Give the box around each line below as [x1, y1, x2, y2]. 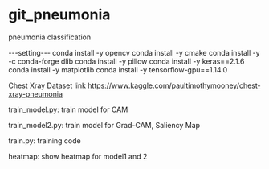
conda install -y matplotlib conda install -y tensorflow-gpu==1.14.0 [8, 64, 228, 74]
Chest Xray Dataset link [8, 80, 87, 90]
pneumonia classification [8, 32, 92, 42]
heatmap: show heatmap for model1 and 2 [8, 151, 148, 161]
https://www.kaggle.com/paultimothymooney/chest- [88, 80, 261, 90]
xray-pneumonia [8, 89, 63, 98]
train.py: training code [8, 135, 82, 146]
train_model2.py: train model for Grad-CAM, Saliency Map [8, 120, 201, 130]
